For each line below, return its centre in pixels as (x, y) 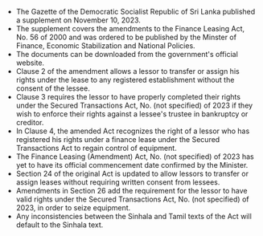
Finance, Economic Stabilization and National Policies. (105, 46)
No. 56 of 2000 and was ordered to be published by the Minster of (126, 37)
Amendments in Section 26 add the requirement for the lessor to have (131, 191)
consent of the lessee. (53, 88)
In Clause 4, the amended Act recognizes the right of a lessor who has (133, 131)
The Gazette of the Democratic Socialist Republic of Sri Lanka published (136, 12)
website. (30, 63)
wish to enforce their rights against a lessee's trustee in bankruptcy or (132, 114)
